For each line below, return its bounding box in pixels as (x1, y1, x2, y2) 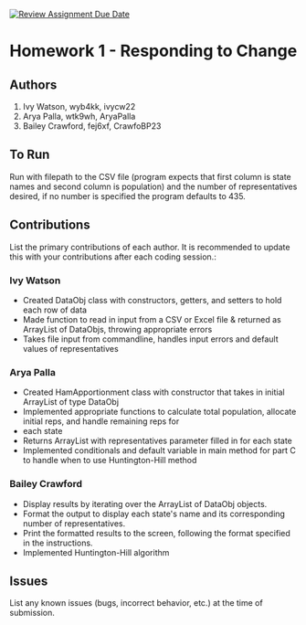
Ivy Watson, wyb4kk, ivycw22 (22, 101, 136, 111)
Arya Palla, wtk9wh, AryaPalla (22, 111, 136, 122)
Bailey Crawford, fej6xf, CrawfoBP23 (22, 121, 162, 132)
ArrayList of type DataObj (22, 397, 120, 408)
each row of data (22, 304, 88, 315)
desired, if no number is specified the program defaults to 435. (9, 190, 247, 201)
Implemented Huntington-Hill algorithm (22, 546, 170, 557)
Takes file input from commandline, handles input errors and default (22, 334, 279, 344)
